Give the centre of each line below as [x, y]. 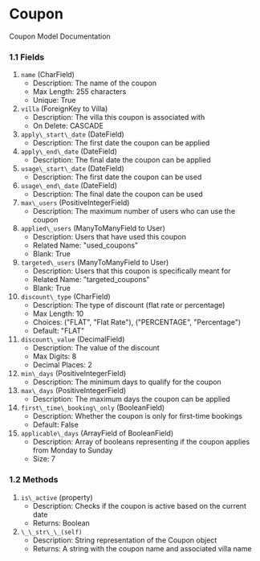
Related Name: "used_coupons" [85, 245]
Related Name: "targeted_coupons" [91, 280]
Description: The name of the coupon [95, 83]
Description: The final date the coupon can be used [118, 195]
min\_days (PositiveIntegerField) [73, 374]
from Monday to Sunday [73, 450]
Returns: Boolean [61, 522]
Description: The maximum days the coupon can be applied [132, 399]
